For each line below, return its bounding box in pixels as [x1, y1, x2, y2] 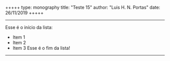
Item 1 [12, 34, 25, 40]
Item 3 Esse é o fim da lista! [12, 45, 70, 51]
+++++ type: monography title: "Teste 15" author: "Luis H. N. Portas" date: [5, 5, 160, 10]
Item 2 [12, 40, 26, 45]
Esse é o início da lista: [5, 24, 53, 30]
